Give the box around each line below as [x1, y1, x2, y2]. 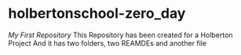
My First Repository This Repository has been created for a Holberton [8, 30, 233, 40]
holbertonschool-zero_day [8, 5, 186, 22]
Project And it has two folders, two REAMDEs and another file [8, 38, 206, 47]
